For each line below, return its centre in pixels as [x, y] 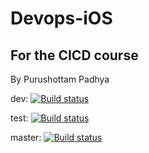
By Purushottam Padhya [60, 79]
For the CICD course [74, 55]
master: [26, 137]
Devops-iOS [61, 18]
